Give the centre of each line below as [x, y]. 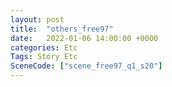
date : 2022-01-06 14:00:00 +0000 [84, 38]
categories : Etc [44, 47]
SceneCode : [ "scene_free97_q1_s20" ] [86, 66]
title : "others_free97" [62, 29]
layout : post [37, 19]
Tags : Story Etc [44, 57]
